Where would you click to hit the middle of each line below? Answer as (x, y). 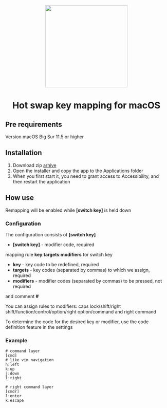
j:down (12, 374)
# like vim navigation (30, 360)
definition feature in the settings (39, 327)
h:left (12, 365)
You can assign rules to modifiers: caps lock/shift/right (63, 306)
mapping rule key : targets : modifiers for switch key (59, 254)
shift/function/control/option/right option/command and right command (81, 311)
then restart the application (41, 181)
